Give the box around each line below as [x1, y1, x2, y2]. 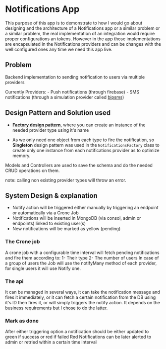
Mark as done [5, 317, 39, 324]
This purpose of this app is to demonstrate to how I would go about [5, 20, 143, 26]
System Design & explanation [5, 191, 98, 200]
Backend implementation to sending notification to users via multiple [5, 74, 145, 80]
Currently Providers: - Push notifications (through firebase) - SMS [5, 88, 140, 95]
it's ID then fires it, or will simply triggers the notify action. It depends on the [5, 299, 160, 305]
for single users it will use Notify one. [5, 265, 81, 271]
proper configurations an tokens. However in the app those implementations [5, 36, 161, 42]
